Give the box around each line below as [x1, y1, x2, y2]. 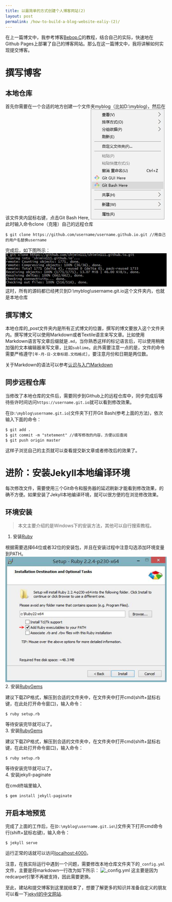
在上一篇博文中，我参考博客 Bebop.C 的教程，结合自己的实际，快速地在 [5, 34, 154, 40]
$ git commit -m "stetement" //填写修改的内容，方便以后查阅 [5, 432, 128, 437]
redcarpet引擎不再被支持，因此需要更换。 [5, 874, 94, 880]
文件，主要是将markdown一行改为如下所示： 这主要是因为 [5, 867, 159, 873]
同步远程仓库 [5, 378, 46, 387]
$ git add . [5, 427, 31, 432]
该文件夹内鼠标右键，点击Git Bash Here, [5, 215, 90, 221]
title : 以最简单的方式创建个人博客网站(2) [5, 8, 85, 13]
